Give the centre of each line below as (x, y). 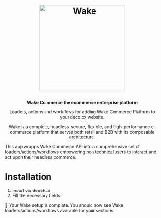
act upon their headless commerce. (41, 157)
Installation (28, 177)
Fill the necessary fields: (37, 196)
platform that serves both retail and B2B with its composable (93, 132)
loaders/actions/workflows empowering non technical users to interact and (81, 152)
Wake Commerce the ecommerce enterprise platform (82, 103)
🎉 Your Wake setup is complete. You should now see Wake (64, 205)
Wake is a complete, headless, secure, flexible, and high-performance (80, 127)
